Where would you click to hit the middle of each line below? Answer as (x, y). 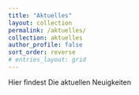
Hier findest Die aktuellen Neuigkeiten (70, 82)
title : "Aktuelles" (40, 15)
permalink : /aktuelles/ (47, 30)
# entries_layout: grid (47, 60)
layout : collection (40, 23)
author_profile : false (45, 45)
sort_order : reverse (42, 52)
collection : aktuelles (45, 38)
